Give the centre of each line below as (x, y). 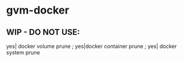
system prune (23, 53)
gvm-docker (38, 10)
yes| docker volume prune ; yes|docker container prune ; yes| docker (91, 46)
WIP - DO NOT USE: (43, 32)
